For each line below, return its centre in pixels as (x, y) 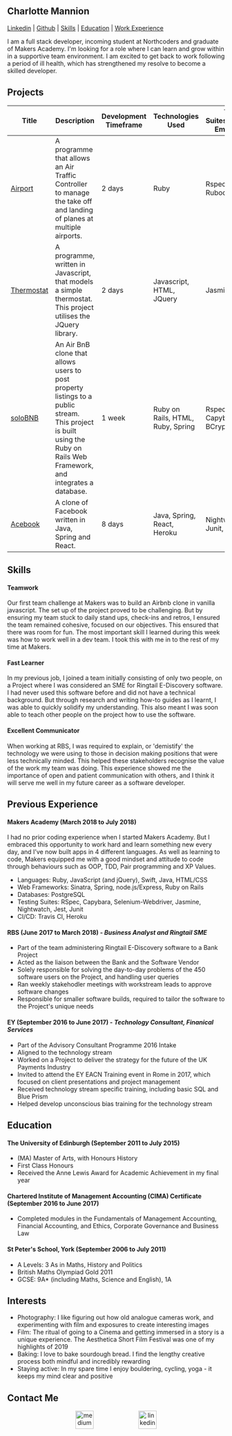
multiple (68, 227)
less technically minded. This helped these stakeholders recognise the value (116, 760)
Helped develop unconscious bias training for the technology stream (115, 1103)
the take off (74, 201)
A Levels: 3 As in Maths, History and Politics (80, 1264)
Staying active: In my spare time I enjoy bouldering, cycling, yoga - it (115, 1369)
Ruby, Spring (174, 426)
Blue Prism (32, 1096)
